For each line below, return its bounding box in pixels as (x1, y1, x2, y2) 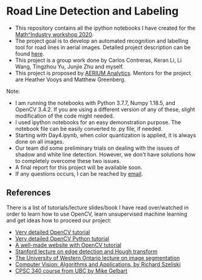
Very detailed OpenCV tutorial (15, 228, 90, 236)
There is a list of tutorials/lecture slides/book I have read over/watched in (6, 204, 189, 211)
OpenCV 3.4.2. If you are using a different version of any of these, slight (15, 105, 195, 113)
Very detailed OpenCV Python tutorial (15, 235, 109, 242)
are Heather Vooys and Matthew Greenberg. (15, 76, 126, 83)
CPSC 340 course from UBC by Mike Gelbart (15, 267, 127, 274)
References (6, 188, 51, 198)
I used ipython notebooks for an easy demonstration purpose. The (15, 118, 181, 125)
